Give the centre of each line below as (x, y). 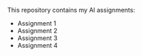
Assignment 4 (37, 45)
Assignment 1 (37, 23)
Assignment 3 (37, 38)
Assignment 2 (37, 31)
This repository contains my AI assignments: (71, 10)
